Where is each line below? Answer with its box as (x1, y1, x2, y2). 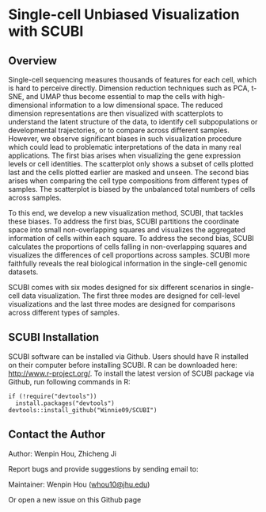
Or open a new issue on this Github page (8, 495, 142, 504)
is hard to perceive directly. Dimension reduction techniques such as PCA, (8, 83, 250, 93)
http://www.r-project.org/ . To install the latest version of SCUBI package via (8, 369, 255, 378)
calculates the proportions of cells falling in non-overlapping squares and (8, 242, 248, 251)
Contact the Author (8, 428, 105, 441)
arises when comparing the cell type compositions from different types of (8, 176, 249, 185)
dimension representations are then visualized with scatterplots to (8, 109, 223, 118)
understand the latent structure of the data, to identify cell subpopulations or (8, 117, 258, 126)
